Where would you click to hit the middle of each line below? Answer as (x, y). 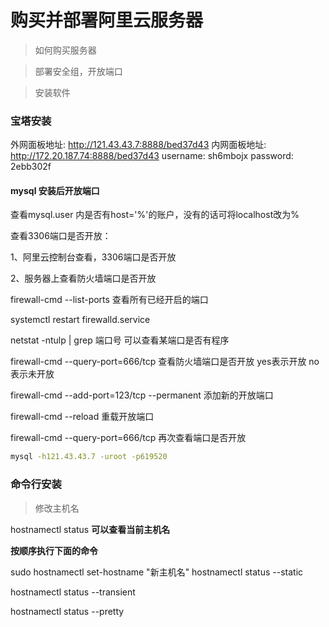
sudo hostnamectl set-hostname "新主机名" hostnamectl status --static (157, 572)
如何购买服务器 (65, 50)
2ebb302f (31, 167)
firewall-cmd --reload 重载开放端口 (82, 417)
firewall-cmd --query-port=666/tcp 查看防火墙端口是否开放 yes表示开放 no (165, 362)
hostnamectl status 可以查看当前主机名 (90, 529)
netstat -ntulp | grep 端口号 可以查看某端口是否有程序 (120, 340)
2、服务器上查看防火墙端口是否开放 (83, 278)
